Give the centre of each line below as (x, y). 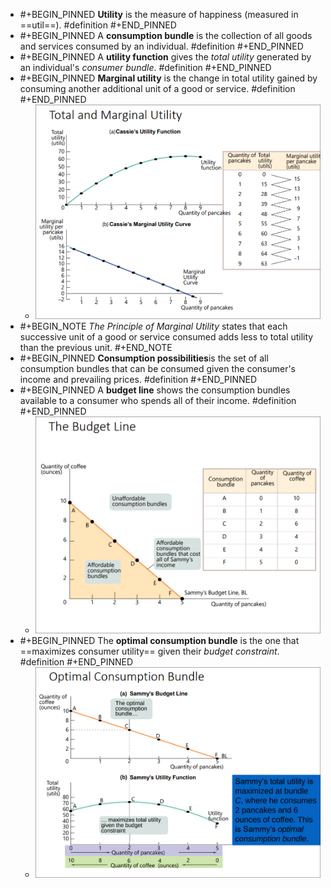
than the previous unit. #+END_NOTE (96, 348)
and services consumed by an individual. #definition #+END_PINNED (161, 46)
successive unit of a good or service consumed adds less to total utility (166, 337)
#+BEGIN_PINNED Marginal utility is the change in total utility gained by (168, 78)
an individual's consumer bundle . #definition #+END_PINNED (145, 67)
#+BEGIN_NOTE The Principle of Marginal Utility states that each (153, 326)
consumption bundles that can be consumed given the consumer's (158, 369)
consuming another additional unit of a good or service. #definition (157, 88)
